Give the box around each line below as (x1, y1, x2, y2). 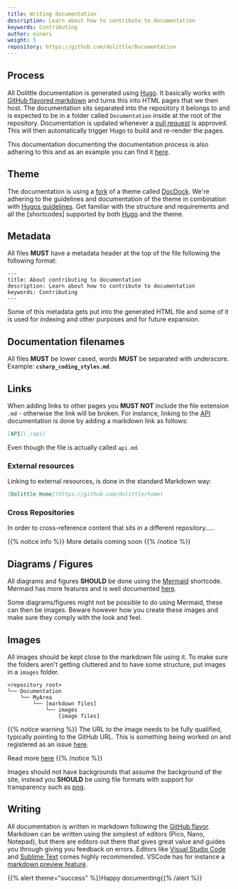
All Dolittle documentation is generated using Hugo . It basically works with (7, 88, 225, 97)
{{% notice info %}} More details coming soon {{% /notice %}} (7, 538, 191, 546)
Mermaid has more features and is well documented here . (7, 584, 177, 593)
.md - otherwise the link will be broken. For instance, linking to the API (7, 409, 211, 418)
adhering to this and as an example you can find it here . (7, 147, 171, 156)
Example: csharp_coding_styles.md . (7, 362, 112, 371)
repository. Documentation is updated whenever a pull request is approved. (7, 119, 228, 127)
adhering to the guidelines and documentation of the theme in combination (7, 195, 227, 203)
